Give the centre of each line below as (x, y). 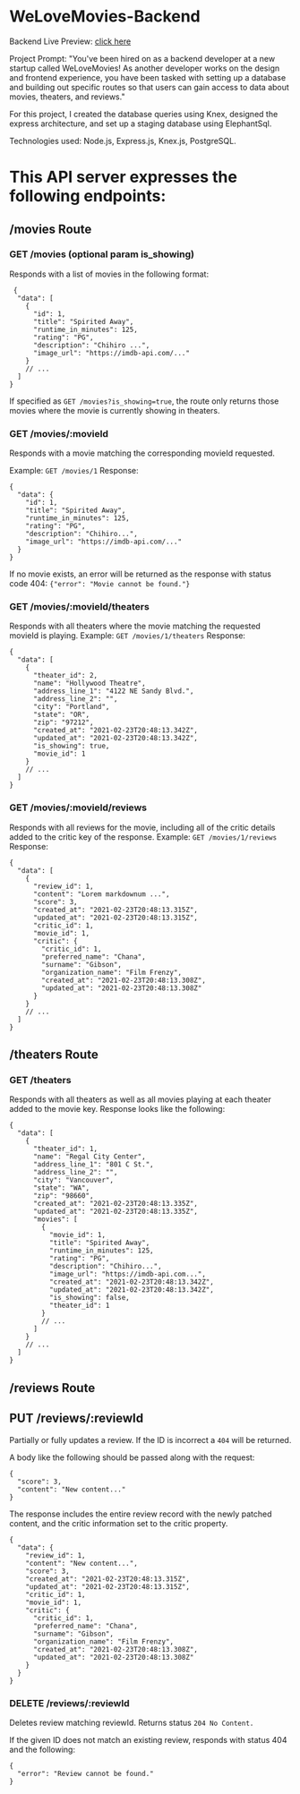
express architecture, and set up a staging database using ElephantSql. (141, 124)
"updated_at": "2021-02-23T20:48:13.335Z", (116, 1212)
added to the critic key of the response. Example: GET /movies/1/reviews (143, 837)
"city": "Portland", (71, 707)
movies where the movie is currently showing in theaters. (115, 410)
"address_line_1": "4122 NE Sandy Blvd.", (113, 691)
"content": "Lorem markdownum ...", (101, 894)
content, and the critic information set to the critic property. (119, 1523)
